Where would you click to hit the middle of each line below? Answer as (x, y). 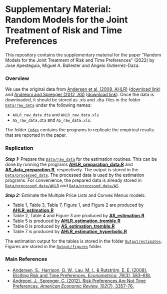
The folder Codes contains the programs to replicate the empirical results (79, 130)
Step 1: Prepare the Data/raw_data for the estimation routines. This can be (81, 159)
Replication (19, 148)
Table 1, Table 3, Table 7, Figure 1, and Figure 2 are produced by (78, 205)
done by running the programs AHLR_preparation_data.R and (69, 164)
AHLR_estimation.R (33, 210)
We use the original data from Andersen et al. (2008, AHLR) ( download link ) (83, 89)
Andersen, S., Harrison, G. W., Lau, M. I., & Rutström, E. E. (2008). (80, 270)
